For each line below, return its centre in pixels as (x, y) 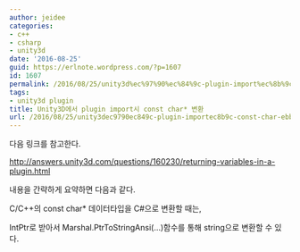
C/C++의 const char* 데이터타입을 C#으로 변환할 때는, (106, 209)
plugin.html (30, 172)
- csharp (25, 42)
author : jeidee (37, 17)
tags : (19, 92)
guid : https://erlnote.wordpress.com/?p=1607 (95, 68)
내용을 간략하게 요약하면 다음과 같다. (72, 189)
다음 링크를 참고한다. (45, 144)
